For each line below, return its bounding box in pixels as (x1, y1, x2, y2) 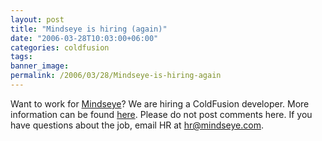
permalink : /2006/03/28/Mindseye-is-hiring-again (10, 71, 222, 81)
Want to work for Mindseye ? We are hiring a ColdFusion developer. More (10, 97, 310, 110)
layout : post (10, 14, 65, 25)
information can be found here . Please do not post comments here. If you (10, 108, 313, 120)
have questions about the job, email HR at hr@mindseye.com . (10, 119, 264, 131)
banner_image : (10, 61, 70, 71)
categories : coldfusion (10, 42, 110, 53)
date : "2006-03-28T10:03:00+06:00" (10, 33, 159, 43)
